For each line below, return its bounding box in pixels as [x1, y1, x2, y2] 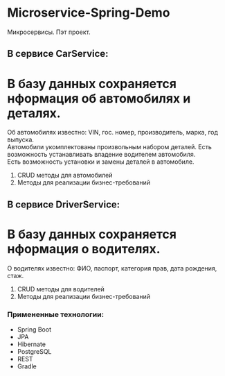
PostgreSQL [17, 347, 52, 355]
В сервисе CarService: [7, 48, 109, 60]
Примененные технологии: [7, 309, 105, 319]
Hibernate [17, 340, 46, 348]
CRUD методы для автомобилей [17, 171, 113, 180]
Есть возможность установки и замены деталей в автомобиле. [7, 157, 195, 166]
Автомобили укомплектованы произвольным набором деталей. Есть [7, 143, 213, 151]
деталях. [7, 105, 61, 121]
